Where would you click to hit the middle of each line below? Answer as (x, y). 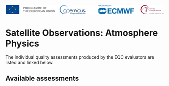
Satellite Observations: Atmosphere (82, 33)
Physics (22, 44)
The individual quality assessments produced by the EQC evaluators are (80, 57)
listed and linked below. (29, 63)
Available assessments (42, 78)
